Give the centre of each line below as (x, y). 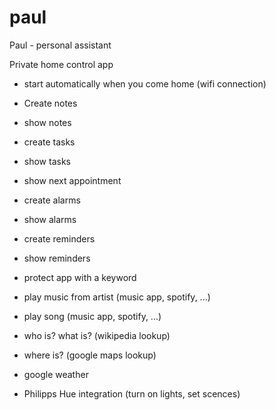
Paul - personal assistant (60, 45)
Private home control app (61, 64)
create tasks (49, 142)
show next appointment (72, 180)
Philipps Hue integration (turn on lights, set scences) (132, 393)
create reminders (59, 238)
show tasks (47, 161)
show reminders (57, 258)
